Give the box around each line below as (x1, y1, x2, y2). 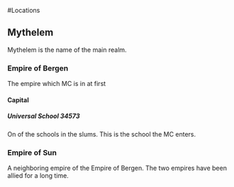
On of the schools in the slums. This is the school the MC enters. (7, 129, 196, 138)
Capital (7, 95, 30, 104)
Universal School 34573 (7, 112, 80, 120)
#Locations (7, 6, 40, 14)
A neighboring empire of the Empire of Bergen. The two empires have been (7, 164, 227, 172)
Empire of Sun (7, 147, 57, 157)
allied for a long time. (7, 171, 69, 180)
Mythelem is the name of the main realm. (7, 46, 127, 54)
